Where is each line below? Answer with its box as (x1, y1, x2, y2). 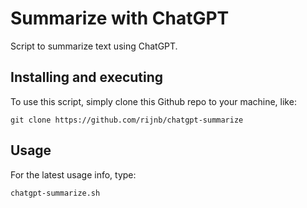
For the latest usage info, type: (10, 168, 137, 181)
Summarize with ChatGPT (10, 7, 230, 30)
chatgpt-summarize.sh (10, 188, 101, 198)
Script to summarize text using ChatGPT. (10, 40, 178, 52)
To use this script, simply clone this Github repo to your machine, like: (10, 95, 297, 107)
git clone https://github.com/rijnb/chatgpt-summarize (10, 115, 244, 125)
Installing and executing (10, 69, 164, 86)
